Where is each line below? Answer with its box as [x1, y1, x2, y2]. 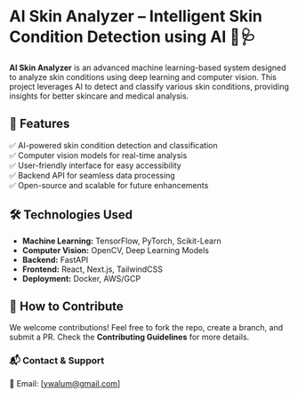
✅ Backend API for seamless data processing [9, 170, 175, 180]
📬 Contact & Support [9, 354, 105, 367]
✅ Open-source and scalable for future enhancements [9, 179, 209, 190]
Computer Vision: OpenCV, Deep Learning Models [21, 244, 209, 255]
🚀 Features [9, 116, 70, 131]
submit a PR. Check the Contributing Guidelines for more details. [9, 331, 250, 343]
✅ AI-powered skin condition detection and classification [9, 139, 218, 150]
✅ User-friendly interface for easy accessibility [9, 160, 182, 171]
